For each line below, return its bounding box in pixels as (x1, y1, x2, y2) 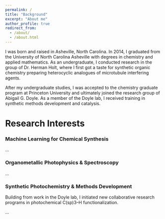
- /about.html (9, 35, 39, 40)
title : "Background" (5, 12, 48, 17)
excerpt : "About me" (5, 16, 48, 21)
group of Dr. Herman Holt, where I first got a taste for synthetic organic (5, 64, 151, 70)
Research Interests (5, 118, 85, 129)
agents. (5, 75, 21, 81)
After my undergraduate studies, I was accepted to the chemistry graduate (5, 84, 158, 90)
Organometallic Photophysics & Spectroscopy (5, 159, 119, 166)
